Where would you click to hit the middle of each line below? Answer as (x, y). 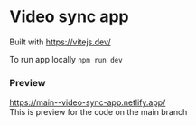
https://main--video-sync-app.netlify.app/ (88, 102)
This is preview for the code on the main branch (98, 112)
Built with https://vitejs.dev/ (60, 42)
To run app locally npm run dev (66, 59)
